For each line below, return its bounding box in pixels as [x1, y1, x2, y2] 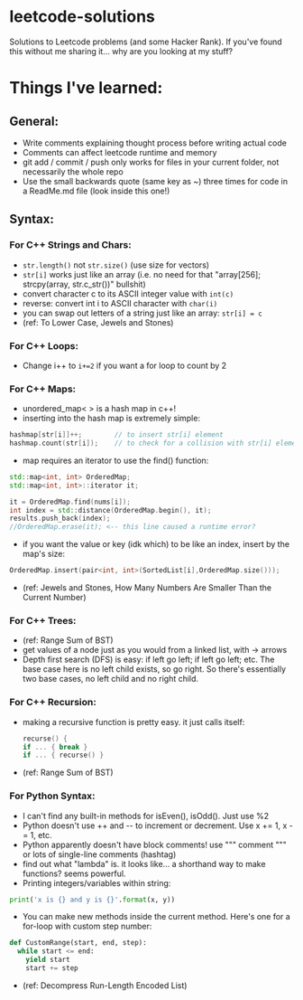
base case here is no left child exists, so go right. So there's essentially [22, 664, 287, 675]
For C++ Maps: [9, 382, 77, 395]
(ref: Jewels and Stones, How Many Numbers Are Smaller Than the [22, 582, 272, 593]
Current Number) [22, 592, 87, 603]
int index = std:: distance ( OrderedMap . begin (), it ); [9, 505, 212, 514]
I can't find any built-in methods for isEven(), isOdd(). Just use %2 [22, 810, 270, 821]
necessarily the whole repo [22, 165, 124, 177]
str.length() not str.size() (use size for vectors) [22, 259, 210, 270]
